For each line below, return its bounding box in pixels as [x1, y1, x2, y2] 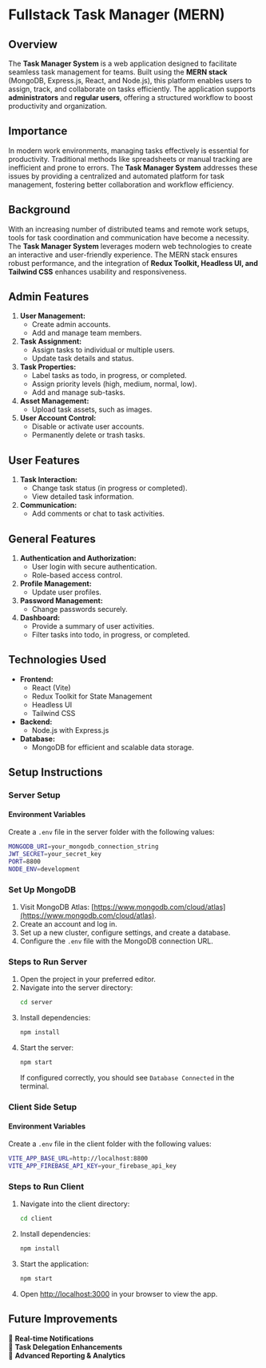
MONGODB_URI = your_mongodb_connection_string [8, 843, 159, 851]
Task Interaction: [19, 475, 78, 485]
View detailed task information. [31, 492, 134, 501]
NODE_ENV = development [8, 865, 81, 874]
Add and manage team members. [31, 328, 142, 338]
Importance [8, 124, 68, 138]
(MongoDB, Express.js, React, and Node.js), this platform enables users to [8, 76, 252, 85]
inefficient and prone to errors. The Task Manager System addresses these [8, 163, 258, 172]
